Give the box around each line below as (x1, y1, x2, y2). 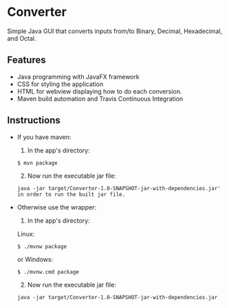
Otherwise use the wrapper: (17, 203, 97, 211)
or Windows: (17, 255, 54, 263)
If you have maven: (17, 132, 72, 141)
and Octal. (7, 34, 36, 42)
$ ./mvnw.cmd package (17, 268, 79, 276)
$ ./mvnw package (17, 243, 67, 250)
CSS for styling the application (17, 80, 104, 88)
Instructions (7, 114, 61, 126)
